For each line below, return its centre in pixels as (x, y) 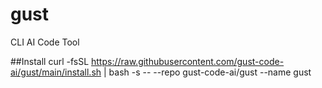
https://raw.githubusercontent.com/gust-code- (188, 61)
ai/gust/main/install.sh (56, 72)
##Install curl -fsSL (50, 61)
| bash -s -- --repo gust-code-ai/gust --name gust (207, 72)
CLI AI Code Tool (45, 42)
